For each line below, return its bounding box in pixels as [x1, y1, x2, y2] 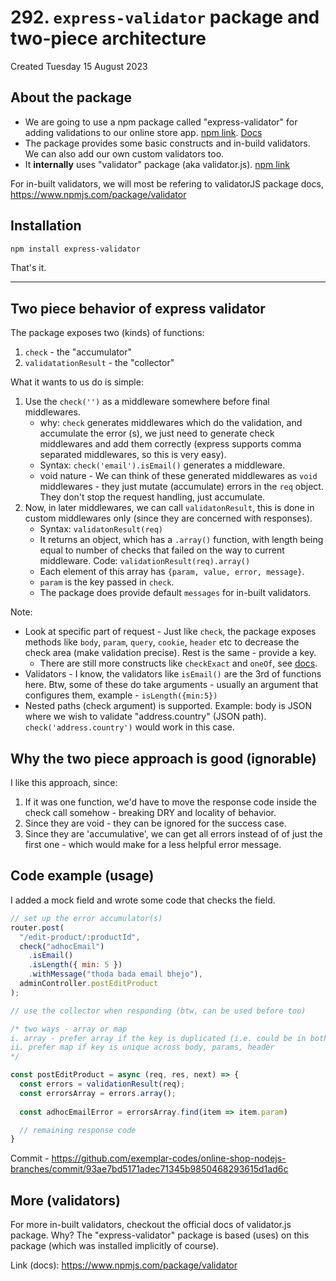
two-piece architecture [10, 27, 207, 50]
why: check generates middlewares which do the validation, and [39, 417, 303, 429]
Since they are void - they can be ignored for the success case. [24, 817, 287, 830]
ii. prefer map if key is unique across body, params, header [10, 1042, 275, 1053]
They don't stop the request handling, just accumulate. [39, 491, 266, 503]
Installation [10, 217, 82, 235]
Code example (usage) [10, 867, 155, 885]
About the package [10, 89, 132, 106]
